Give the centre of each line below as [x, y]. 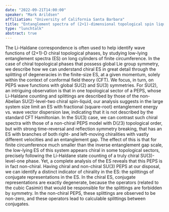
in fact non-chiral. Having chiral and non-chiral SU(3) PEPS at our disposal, [83, 166]
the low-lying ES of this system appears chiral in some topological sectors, [82, 150]
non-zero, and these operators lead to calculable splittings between [75, 198]
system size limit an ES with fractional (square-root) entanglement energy [81, 107]
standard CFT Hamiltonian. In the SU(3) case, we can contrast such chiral [81, 117]
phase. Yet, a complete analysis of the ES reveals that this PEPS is [94, 161]
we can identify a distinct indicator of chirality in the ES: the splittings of [80, 172]
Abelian [13, 101]
